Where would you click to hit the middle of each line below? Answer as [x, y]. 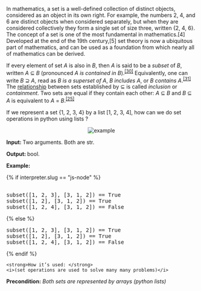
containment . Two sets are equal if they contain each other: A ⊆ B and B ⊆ [99, 93]
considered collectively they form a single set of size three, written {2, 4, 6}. [101, 28]
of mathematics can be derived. [46, 54]
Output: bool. [23, 154]
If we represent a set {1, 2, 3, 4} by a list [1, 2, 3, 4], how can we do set [94, 112]
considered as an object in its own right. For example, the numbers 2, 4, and [101, 15]
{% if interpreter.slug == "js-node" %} [53, 177]
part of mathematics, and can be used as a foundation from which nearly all [101, 47]
